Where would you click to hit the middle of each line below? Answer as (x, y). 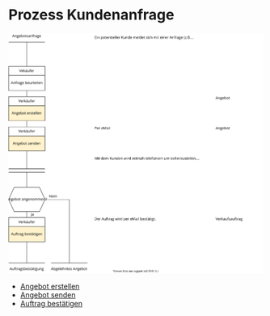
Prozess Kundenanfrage (91, 15)
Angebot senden (48, 295)
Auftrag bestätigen (51, 304)
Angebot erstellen (50, 287)
